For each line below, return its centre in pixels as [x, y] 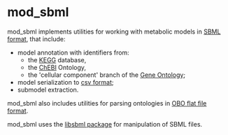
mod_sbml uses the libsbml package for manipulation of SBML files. [105, 124]
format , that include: [36, 38]
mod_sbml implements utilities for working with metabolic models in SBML [114, 31]
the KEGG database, [57, 59]
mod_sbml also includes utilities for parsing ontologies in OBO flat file [107, 103]
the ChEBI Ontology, [57, 67]
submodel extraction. [48, 90]
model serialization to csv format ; [65, 82]
